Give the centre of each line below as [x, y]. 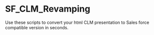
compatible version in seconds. [37, 27]
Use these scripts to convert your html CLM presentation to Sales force [77, 22]
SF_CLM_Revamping [48, 9]
